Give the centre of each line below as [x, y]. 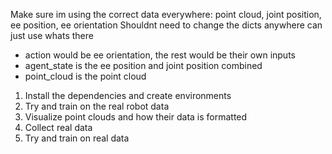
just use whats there [52, 35]
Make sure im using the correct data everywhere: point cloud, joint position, [166, 14]
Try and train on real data [77, 138]
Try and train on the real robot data [97, 106]
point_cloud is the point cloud [85, 76]
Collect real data [58, 127]
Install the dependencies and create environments [128, 95]
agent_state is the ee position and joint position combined [143, 65]
